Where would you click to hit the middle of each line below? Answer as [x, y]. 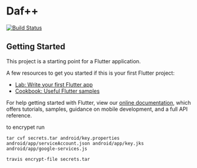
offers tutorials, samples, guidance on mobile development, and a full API [97, 109]
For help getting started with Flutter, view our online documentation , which [99, 102]
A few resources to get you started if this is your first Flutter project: [90, 73]
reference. [19, 115]
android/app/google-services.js [47, 149]
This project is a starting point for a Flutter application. [73, 61]
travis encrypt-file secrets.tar [48, 159]
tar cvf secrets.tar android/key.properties [63, 138]
